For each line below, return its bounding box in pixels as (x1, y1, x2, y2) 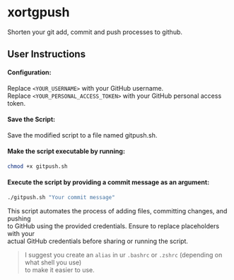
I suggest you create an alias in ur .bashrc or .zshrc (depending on (24, 250, 223, 259)
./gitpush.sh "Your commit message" (7, 194, 115, 201)
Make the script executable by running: (7, 147, 126, 156)
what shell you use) (24, 258, 82, 267)
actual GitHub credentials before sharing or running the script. (7, 237, 189, 245)
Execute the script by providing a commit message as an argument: (7, 178, 210, 186)
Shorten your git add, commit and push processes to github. (7, 28, 182, 36)
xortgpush (7, 4, 70, 21)
